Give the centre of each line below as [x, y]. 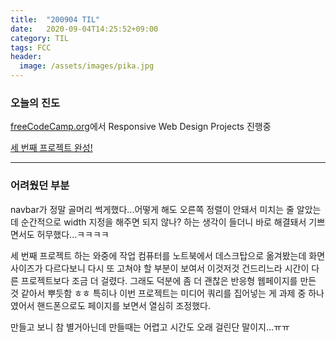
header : [26, 57]
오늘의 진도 [35, 103]
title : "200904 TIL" [55, 19]
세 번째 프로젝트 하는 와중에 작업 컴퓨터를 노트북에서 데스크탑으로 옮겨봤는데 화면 [168, 255]
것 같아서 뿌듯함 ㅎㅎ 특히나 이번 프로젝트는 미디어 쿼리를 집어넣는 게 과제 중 [158, 293]
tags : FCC [31, 47]
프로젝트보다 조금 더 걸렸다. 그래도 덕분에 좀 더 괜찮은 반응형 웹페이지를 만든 [168, 280]
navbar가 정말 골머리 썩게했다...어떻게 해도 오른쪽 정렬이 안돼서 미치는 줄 [152, 209]
